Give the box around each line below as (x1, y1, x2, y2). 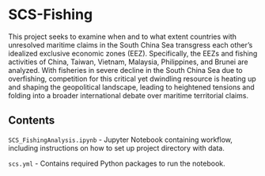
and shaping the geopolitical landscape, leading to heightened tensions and (8, 82, 255, 92)
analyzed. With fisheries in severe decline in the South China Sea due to (8, 65, 243, 75)
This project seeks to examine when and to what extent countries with (8, 32, 237, 41)
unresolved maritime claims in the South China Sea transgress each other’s (8, 40, 253, 49)
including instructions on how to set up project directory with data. (8, 143, 225, 152)
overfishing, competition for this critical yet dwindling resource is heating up (8, 74, 257, 83)
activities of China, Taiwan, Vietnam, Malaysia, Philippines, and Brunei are (8, 57, 248, 67)
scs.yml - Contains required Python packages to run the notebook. (8, 159, 225, 168)
